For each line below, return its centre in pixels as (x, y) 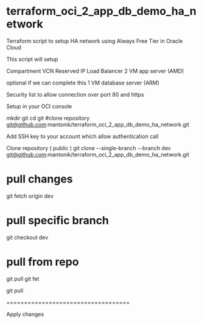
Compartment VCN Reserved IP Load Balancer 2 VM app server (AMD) (95, 71)
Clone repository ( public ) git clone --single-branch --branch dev (89, 148)
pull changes (40, 179)
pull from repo (43, 262)
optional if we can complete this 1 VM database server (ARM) (83, 83)
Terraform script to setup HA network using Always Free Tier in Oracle (95, 41)
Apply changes (25, 314)
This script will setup (32, 59)
